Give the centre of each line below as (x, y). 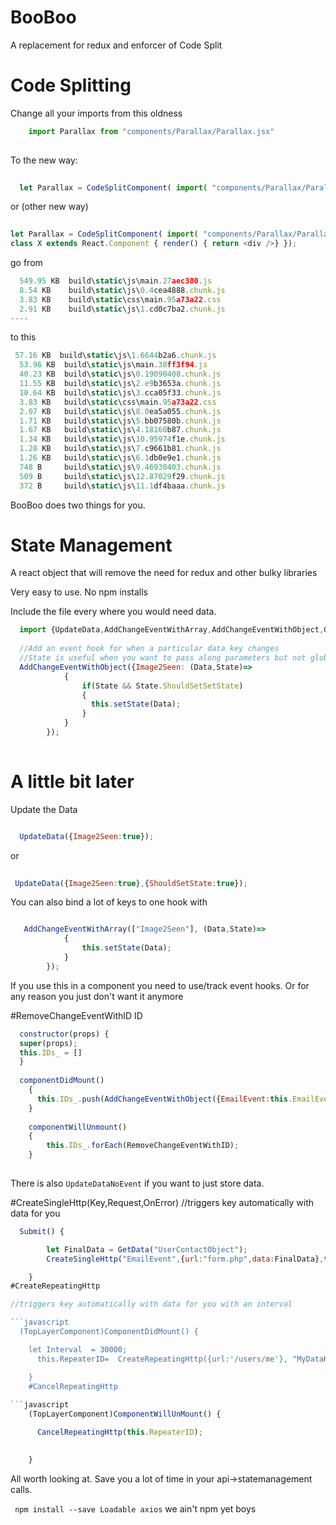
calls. (21, 1489)
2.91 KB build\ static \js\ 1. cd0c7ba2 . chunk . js (122, 309)
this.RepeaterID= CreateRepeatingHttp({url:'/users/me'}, (162, 1359)
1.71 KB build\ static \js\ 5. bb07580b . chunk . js (120, 421)
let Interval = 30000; (78, 1349)
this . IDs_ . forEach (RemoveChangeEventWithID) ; (143, 1146)
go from (26, 262)
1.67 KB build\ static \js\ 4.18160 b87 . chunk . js (120, 430)
